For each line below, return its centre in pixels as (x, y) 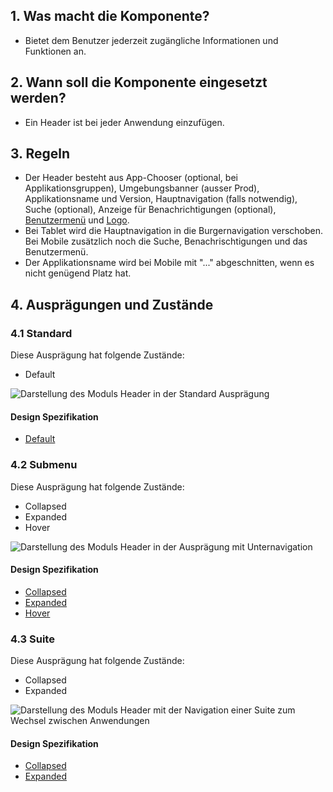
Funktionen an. (55, 51)
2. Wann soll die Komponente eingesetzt (139, 82)
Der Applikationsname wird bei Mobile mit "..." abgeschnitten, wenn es (169, 263)
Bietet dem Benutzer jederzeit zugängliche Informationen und (151, 40)
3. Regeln (40, 154)
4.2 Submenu (44, 465)
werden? (38, 98)
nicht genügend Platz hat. (78, 273)
